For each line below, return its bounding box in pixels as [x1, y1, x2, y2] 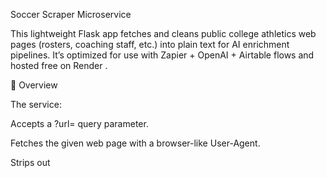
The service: [10, 99, 62, 110]
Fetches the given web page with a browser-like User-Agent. [10, 137, 261, 149]
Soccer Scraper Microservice [10, 9, 132, 20]
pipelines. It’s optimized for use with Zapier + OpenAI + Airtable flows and [10, 49, 315, 61]
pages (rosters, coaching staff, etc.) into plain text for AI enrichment [10, 39, 290, 50]
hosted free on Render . [10, 60, 108, 71]
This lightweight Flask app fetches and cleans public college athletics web [10, 28, 317, 39]
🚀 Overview [10, 79, 58, 91]
